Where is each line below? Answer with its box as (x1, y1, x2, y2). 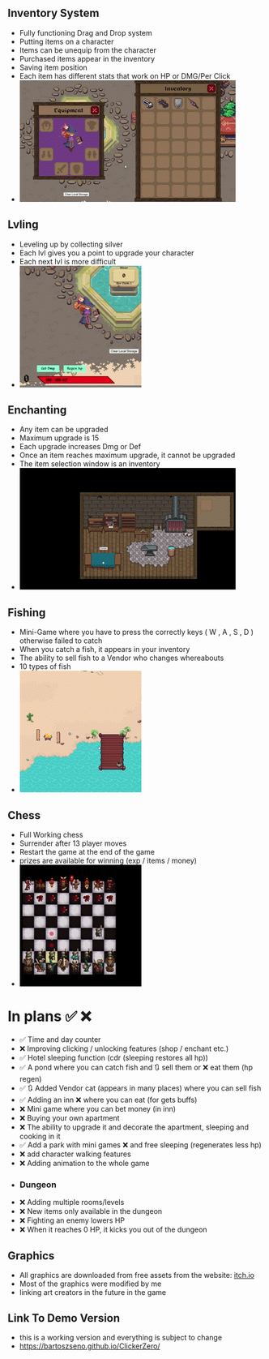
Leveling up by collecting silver (19, 239, 123, 249)
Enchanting (7, 403, 67, 417)
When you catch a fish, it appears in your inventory (19, 645, 190, 654)
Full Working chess (19, 830, 83, 840)
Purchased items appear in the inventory (19, 54, 156, 63)
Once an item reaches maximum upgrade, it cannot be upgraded (19, 450, 236, 461)
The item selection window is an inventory (19, 459, 160, 469)
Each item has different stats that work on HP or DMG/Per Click (19, 71, 231, 80)
